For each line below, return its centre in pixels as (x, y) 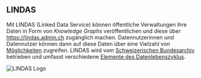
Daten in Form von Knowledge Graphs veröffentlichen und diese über (94, 31)
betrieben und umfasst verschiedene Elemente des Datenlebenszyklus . (96, 56)
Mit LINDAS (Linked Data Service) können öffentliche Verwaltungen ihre (97, 24)
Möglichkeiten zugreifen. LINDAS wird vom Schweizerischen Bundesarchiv (100, 50)
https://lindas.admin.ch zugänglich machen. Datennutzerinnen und (90, 37)
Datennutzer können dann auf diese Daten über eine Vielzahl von (88, 44)
